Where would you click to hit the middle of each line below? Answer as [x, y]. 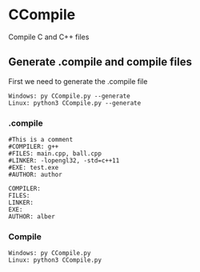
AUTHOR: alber [32, 217]
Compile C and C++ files [49, 37]
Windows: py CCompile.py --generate [69, 96]
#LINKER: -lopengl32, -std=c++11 [64, 161]
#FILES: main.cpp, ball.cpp [55, 154]
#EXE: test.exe [34, 168]
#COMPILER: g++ [34, 147]
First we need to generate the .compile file [78, 81]
